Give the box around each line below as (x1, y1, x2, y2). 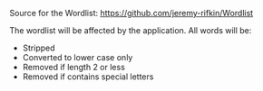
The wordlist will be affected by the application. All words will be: (9, 25, 252, 35)
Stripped (22, 42, 56, 53)
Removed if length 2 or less (22, 62, 125, 72)
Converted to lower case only (22, 52, 133, 62)
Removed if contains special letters (22, 71, 154, 82)
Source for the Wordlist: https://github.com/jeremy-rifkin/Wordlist (9, 8, 254, 18)
